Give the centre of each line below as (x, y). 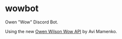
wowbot (22, 9)
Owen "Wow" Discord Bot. (32, 22)
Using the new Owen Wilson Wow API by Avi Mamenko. (61, 31)
